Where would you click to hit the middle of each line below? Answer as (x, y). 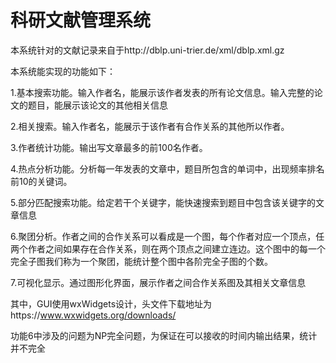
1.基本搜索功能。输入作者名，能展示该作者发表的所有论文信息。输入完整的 (162, 92)
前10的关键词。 (41, 181)
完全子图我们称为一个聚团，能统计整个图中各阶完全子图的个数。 (141, 261)
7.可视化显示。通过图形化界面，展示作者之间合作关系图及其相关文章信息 (158, 282)
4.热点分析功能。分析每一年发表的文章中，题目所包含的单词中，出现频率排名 (167, 168)
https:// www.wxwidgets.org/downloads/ (93, 315)
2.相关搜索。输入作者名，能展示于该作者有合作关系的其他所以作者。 (150, 126)
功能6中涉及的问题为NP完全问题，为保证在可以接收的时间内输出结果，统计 (164, 335)
